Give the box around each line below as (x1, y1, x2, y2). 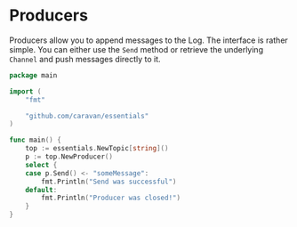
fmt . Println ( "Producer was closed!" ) (41, 193, 181, 203)
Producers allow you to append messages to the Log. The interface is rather (9, 35, 289, 45)
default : (25, 185, 58, 194)
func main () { (9, 135, 62, 145)
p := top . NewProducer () (25, 152, 114, 161)
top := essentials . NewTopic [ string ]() (25, 144, 169, 153)
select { (25, 160, 58, 169)
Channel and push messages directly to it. (9, 53, 162, 64)
